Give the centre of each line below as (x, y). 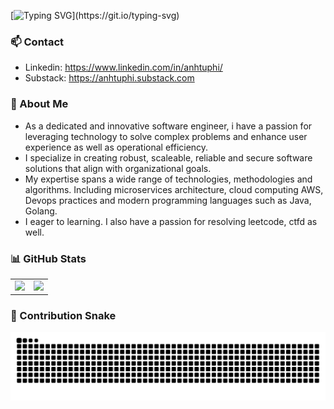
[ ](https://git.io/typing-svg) (95, 15)
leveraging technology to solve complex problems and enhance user (166, 136)
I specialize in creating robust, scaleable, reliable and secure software (168, 157)
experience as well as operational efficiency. (116, 147)
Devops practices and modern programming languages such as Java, (168, 200)
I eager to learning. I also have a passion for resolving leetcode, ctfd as (171, 221)
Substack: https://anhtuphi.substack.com (109, 78)
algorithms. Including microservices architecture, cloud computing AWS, (174, 189)
